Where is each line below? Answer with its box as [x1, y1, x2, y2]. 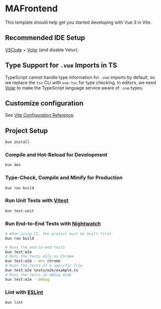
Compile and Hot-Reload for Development [5, 151, 108, 158]
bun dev [5, 163, 21, 168]
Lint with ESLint [5, 289, 43, 296]
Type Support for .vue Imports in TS [5, 61, 117, 70]
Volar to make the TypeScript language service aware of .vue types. [5, 85, 144, 90]
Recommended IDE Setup [5, 34, 85, 42]
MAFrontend [5, 3, 58, 14]
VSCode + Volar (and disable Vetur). [5, 46, 79, 52]
